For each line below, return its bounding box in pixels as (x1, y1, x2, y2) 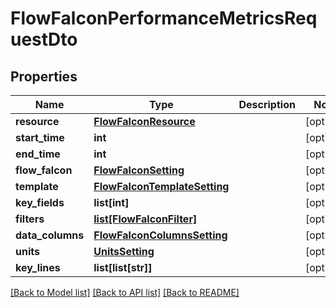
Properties (10, 68, 78, 85)
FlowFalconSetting (93, 163, 185, 177)
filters (15, 212, 45, 226)
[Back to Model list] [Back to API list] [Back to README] (10, 287, 240, 298)
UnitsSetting (93, 245, 155, 258)
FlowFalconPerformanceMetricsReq (10, 7, 318, 30)
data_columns (15, 228, 85, 242)
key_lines (15, 261, 61, 274)
